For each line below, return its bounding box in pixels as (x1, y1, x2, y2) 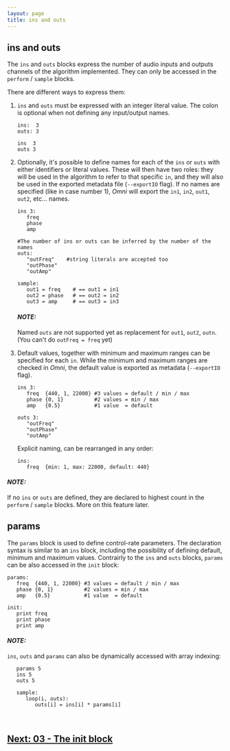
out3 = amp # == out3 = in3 (26, 298, 119, 305)
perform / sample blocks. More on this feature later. (7, 500, 150, 509)
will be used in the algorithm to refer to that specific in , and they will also (16, 173, 224, 181)
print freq (16, 610, 48, 617)
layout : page (7, 10, 45, 17)
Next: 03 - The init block (7, 733, 113, 745)
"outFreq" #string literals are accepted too (26, 256, 168, 263)
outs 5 (16, 677, 36, 684)
